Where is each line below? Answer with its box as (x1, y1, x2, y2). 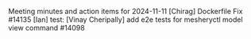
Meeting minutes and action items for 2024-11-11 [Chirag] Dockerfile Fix (8, 7, 243, 16)
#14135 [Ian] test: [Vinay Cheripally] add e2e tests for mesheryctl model (8, 15, 244, 24)
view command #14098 (8, 23, 85, 32)
